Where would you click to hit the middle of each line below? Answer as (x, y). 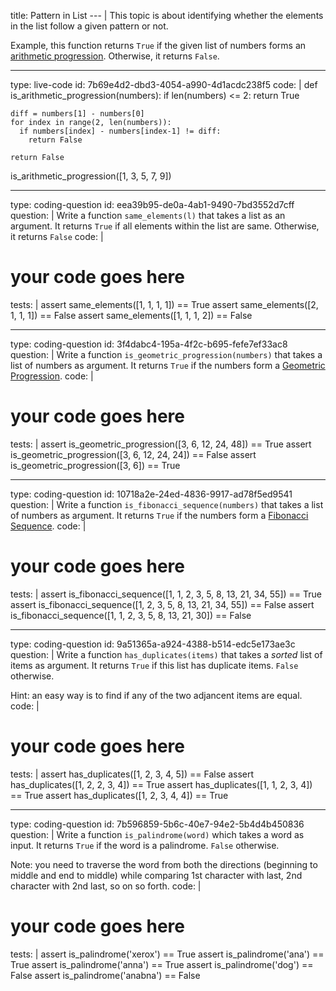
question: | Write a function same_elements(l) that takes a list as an (148, 215)
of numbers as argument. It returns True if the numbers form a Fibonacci (159, 515)
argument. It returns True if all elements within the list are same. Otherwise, (165, 226)
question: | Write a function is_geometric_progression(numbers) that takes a (166, 354)
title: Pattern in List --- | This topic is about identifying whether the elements (167, 15)
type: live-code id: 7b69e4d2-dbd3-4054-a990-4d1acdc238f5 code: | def (164, 84)
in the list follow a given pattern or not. (89, 26)
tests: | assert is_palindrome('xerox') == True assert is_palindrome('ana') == (167, 954)
